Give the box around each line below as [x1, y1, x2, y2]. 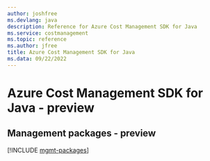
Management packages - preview [7, 128, 156, 139]
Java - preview [7, 100, 95, 115]
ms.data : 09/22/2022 [7, 56, 67, 62]
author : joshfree [7, 10, 58, 17]
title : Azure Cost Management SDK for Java [7, 49, 136, 56]
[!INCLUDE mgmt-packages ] [7, 146, 89, 154]
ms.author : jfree [7, 42, 58, 49]
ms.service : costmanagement [7, 29, 89, 37]
